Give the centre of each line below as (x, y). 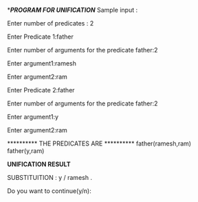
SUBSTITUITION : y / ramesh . (50, 178)
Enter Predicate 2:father (41, 90)
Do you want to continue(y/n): (49, 191)
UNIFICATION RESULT (39, 164)
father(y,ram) (26, 151)
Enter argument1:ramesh (42, 63)
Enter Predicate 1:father (40, 37)
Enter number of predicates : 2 (51, 23)
